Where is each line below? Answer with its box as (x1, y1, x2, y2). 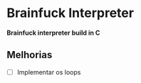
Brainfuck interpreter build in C (6, 28, 100, 37)
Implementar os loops (16, 67, 81, 76)
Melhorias (6, 49, 53, 61)
